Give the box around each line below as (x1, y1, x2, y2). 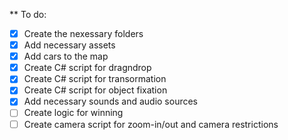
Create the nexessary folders (23, 28, 144, 39)
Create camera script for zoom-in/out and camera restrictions (23, 118, 279, 130)
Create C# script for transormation (23, 73, 167, 85)
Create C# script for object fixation (23, 84, 168, 96)
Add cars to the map (23, 50, 109, 63)
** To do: (9, 9, 47, 20)
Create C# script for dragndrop (23, 62, 152, 74)
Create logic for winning (23, 107, 124, 119)
